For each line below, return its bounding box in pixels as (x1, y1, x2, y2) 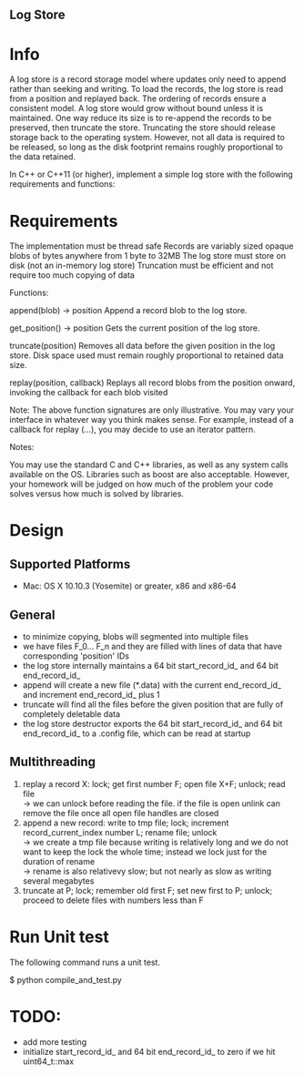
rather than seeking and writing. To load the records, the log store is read (9, 84, 284, 95)
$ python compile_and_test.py (9, 974, 123, 985)
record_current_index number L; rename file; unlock (22, 826, 218, 837)
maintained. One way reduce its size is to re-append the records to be (9, 113, 272, 124)
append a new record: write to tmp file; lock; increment (22, 817, 229, 828)
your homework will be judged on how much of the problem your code (9, 478, 274, 490)
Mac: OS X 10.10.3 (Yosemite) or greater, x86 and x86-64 (22, 580, 237, 591)
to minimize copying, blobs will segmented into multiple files (22, 631, 248, 642)
